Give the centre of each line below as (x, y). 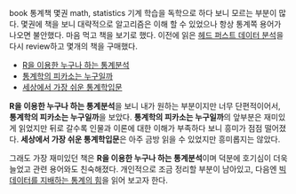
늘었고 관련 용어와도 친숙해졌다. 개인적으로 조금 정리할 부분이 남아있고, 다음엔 (143, 169)
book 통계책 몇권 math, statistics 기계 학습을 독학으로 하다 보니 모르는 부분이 (143, 13)
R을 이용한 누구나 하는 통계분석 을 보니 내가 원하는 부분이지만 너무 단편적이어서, (145, 106)
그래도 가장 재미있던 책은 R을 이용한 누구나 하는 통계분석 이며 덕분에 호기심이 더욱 (148, 158)
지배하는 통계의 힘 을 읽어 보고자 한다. (104, 180)
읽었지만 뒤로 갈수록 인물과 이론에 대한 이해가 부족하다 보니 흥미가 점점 (140, 128)
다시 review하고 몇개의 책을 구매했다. (73, 46)
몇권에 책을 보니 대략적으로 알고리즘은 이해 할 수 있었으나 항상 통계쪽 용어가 (151, 24)
